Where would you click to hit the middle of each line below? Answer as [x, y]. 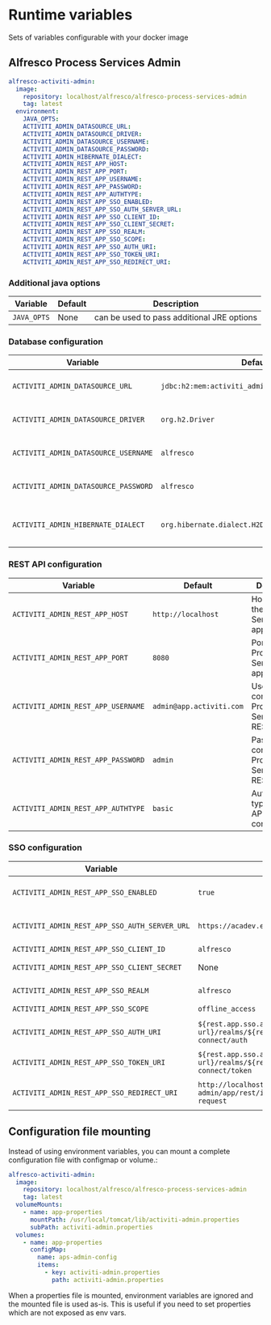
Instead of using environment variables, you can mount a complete [119, 1151]
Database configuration [56, 342]
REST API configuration [55, 564]
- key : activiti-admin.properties [102, 1272]
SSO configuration [45, 847]
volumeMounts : [39, 1205]
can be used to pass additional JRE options [176, 317]
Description [176, 304]
